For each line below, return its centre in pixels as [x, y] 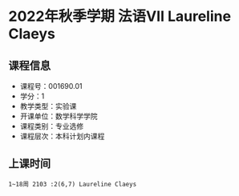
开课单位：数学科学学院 [59, 116]
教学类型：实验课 [48, 106]
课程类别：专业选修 [52, 126]
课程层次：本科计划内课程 [62, 136]
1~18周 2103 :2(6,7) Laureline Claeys [73, 184]
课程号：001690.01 [51, 86]
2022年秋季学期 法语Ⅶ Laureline [119, 16]
